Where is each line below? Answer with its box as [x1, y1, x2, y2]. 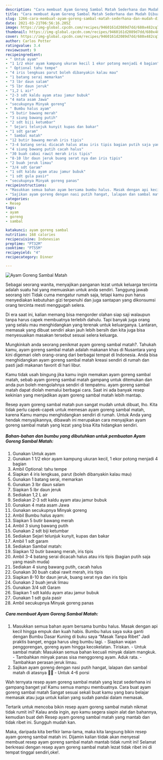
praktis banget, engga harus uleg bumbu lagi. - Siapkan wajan [12, 638, 137, 645]
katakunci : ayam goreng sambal [5, 227, 69, 233]
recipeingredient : [5, 52, 43, 57]
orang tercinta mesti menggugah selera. [5, 302, 85, 308]
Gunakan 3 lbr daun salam [12, 481, 65, 487]
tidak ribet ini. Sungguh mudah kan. [5, 719, 76, 725]
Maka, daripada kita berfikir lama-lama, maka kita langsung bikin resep [5, 728, 147, 734]
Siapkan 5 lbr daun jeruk [12, 487, 61, 492]
